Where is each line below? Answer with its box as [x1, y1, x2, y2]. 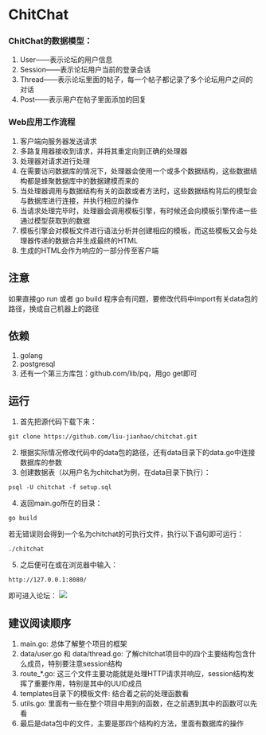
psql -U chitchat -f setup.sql [8, 484, 112, 492]
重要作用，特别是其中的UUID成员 [33, 679, 143, 689]
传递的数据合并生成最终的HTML [33, 235, 138, 245]
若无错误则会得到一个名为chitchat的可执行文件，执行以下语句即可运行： [8, 529, 244, 539]
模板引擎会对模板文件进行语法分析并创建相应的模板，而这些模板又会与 [19, 225, 251, 235]
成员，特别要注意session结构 [26, 659, 123, 669]
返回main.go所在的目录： [19, 499, 103, 508]
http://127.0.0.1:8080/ [8, 576, 88, 584]
